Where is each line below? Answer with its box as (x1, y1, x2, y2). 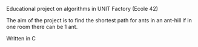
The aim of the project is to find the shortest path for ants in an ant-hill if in (6, 17, 193, 23)
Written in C (6, 35, 36, 42)
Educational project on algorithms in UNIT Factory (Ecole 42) (6, 5, 159, 12)
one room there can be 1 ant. (6, 23, 78, 30)
